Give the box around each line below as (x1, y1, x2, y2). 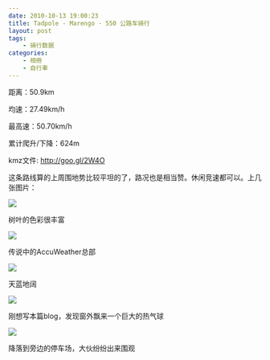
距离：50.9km (8, 87, 55, 96)
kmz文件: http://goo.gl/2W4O (8, 155, 105, 165)
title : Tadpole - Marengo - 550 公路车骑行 (8, 19, 150, 27)
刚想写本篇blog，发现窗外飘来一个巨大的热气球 (8, 311, 164, 321)
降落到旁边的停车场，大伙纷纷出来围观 (8, 343, 135, 353)
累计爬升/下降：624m (8, 138, 80, 148)
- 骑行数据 (22, 42, 55, 50)
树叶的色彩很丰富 (8, 215, 65, 224)
